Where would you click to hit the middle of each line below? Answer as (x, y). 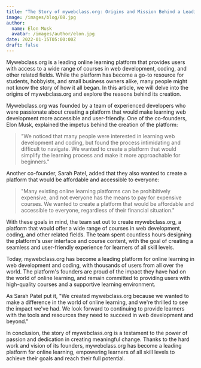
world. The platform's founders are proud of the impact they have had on (96, 271)
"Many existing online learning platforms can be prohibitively (95, 191)
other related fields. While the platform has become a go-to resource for (95, 75)
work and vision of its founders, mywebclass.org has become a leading (94, 345)
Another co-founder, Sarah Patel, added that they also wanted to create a (97, 173)
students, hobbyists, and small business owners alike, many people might (97, 81)
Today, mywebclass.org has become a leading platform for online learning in (100, 258)
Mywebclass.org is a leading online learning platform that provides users (96, 62)
